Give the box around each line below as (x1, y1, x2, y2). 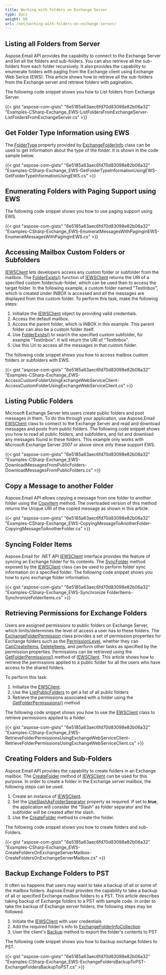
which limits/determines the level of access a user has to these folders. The (5, 627, 160, 633)
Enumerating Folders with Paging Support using (5, 187, 156, 195)
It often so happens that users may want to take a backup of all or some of (5, 882, 157, 888)
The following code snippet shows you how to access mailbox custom (5, 352, 149, 358)
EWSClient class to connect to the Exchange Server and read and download (5, 421, 160, 427)
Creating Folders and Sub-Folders (5, 755, 112, 763)
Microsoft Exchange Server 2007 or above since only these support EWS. (5, 442, 156, 448)
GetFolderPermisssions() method (12, 699, 80, 705)
